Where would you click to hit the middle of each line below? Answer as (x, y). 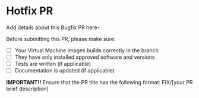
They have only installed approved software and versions (85, 57)
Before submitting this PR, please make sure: (61, 39)
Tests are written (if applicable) (53, 64)
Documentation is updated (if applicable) (64, 71)
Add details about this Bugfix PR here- (53, 27)
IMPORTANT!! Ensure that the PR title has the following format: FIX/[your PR (99, 83)
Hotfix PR (30, 11)
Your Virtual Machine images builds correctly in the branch (87, 50)
